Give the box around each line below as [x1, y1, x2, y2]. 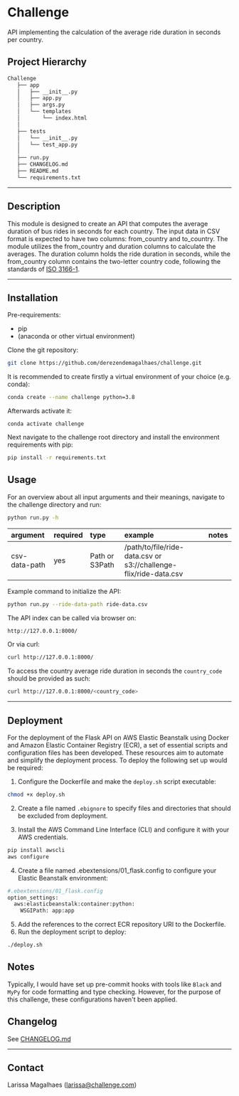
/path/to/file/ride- [124, 542, 184, 552]
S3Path [90, 560, 115, 570]
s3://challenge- [124, 560, 178, 570]
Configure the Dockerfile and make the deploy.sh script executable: [17, 777, 216, 786]
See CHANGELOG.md [7, 1034, 71, 1043]
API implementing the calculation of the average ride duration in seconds [7, 28, 221, 36]
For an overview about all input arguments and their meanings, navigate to [7, 492, 225, 501]
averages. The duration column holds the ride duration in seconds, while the [7, 250, 231, 258]
